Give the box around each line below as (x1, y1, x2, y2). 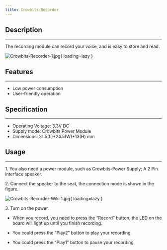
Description (5, 26, 42, 34)
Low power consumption (12, 85, 64, 91)
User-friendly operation (12, 90, 61, 97)
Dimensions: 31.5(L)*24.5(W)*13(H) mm (12, 134, 95, 140)
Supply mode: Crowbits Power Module (12, 128, 91, 134)
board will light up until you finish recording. (12, 220, 103, 226)
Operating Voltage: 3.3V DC (12, 123, 70, 129)
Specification (5, 105, 48, 113)
